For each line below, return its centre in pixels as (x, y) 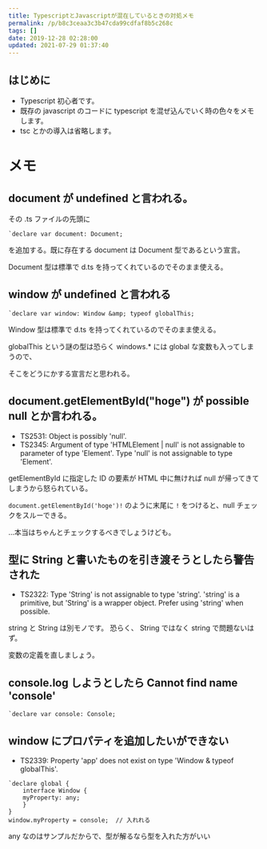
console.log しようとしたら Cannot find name (123, 683)
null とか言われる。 (56, 416)
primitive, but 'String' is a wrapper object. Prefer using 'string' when (132, 603)
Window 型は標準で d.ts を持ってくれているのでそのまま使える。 (114, 329)
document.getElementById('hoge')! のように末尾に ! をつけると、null (122, 505)
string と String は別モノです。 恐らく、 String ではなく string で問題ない (128, 628)
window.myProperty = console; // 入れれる (79, 820)
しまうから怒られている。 (50, 488)
